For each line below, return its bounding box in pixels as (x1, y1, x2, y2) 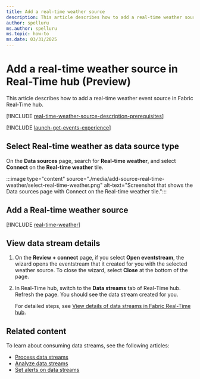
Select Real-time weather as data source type (6, 141, 180, 152)
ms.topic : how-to (6, 31, 49, 37)
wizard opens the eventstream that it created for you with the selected (14, 260, 187, 267)
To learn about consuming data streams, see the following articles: (6, 342, 170, 349)
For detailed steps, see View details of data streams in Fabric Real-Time (14, 303, 191, 310)
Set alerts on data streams (14, 366, 80, 374)
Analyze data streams (14, 360, 68, 367)
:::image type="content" (6, 175, 65, 182)
